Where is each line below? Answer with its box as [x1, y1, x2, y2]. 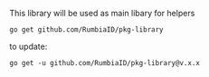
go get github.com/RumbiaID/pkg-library [9, 25, 165, 34]
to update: [9, 41, 48, 52]
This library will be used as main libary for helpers [9, 8, 195, 18]
